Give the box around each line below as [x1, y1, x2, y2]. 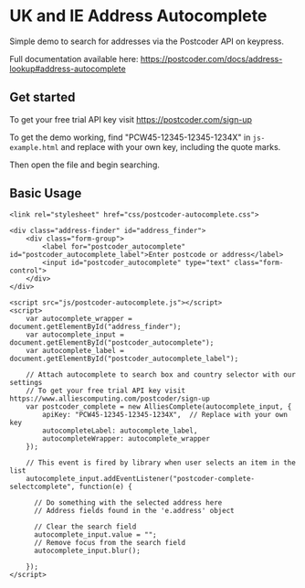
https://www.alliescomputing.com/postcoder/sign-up [9, 394, 210, 403]
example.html [9, 143, 59, 152]
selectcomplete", [9, 482, 76, 491]
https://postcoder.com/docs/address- [140, 53, 283, 64]
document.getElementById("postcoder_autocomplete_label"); [9, 354, 239, 363]
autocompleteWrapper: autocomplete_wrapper [42, 433, 210, 444]
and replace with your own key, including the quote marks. [60, 141, 281, 152]
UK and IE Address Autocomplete [9, 5, 268, 27]
